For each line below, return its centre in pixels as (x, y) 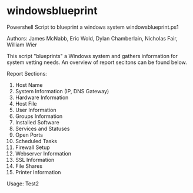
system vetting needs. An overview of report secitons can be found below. (97, 62)
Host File (26, 103)
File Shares (29, 166)
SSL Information (35, 160)
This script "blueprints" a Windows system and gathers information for (92, 56)
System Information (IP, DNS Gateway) (62, 91)
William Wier (22, 45)
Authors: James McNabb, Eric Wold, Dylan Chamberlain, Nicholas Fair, (92, 38)
